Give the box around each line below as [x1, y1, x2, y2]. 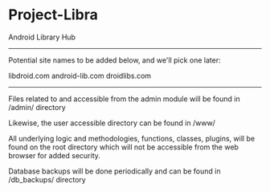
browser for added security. [8, 150, 100, 160]
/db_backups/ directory [8, 174, 86, 184]
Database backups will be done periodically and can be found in [8, 166, 221, 176]
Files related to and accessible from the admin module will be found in [8, 94, 240, 104]
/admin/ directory [8, 102, 66, 112]
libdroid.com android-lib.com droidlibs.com [8, 71, 151, 80]
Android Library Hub [8, 32, 76, 42]
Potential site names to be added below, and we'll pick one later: [8, 55, 221, 65]
